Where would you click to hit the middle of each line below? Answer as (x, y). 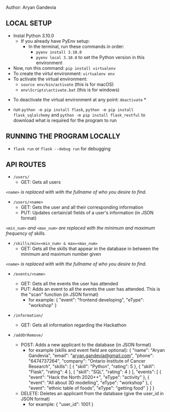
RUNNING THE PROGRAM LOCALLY (63, 136)
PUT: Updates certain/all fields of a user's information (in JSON (87, 213)
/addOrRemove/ (28, 336)
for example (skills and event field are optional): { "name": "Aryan (96, 350)
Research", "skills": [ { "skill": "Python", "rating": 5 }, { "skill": (92, 367)
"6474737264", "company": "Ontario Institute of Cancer (87, 361)
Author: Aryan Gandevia (31, 7)
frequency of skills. (26, 233)
